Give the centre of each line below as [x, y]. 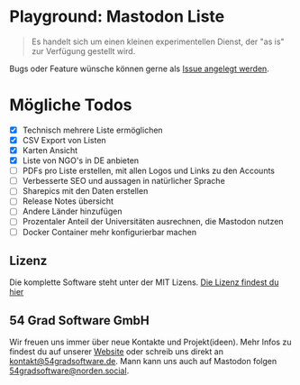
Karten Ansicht [50, 150]
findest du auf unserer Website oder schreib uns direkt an [116, 352]
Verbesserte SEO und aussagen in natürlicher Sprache [123, 181]
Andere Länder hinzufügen [73, 211]
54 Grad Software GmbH [80, 321]
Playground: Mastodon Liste [117, 17]
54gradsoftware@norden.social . [69, 371]
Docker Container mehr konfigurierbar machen [109, 232]
